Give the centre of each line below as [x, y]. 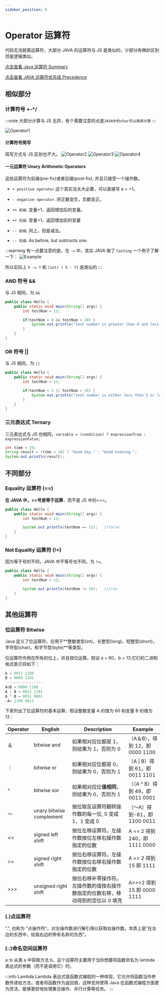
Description [98, 729]
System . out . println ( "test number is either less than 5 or [93, 395]
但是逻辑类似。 [20, 56]
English [51, 729]
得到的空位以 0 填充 [100, 901]
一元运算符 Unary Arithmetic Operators [45, 166]
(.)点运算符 [18, 916]
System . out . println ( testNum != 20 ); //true [70, 589]
